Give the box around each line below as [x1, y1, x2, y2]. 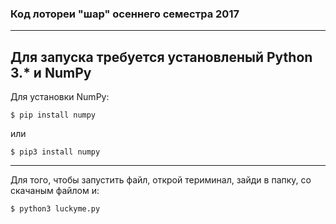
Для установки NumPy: [10, 91, 110, 103]
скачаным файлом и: [10, 185, 100, 197]
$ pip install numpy [10, 110, 97, 121]
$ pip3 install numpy [10, 147, 101, 157]
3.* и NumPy [10, 64, 92, 81]
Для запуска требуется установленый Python [10, 48, 313, 66]
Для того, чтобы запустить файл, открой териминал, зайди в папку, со [10, 174, 312, 186]
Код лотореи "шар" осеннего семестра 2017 [10, 7, 240, 21]
